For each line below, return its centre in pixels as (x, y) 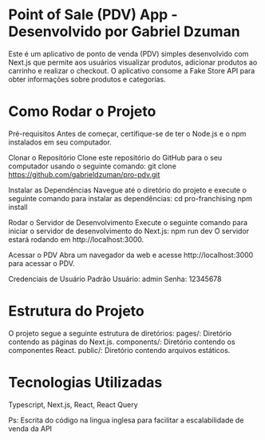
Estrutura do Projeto (77, 311)
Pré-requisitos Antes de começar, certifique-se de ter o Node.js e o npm (127, 133)
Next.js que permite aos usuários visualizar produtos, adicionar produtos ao (133, 62)
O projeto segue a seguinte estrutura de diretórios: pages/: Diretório (120, 333)
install (18, 207)
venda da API (30, 428)
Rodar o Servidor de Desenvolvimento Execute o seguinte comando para (128, 222)
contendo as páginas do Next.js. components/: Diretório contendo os (122, 342)
